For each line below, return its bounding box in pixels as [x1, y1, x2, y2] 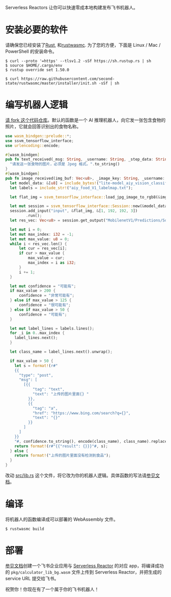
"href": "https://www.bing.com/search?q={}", [32, 410, 131, 416]
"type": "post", [18, 373, 53, 378]
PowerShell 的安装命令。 [5, 48, 57, 54]
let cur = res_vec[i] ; [18, 246, 67, 251]
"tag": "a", [32, 406, 58, 411]
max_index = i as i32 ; [27, 260, 76, 265]
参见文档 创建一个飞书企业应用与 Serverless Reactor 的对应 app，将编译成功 [5, 562, 164, 568]
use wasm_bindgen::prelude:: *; [5, 133, 72, 138]
